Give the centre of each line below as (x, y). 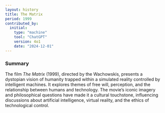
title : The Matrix (24, 14)
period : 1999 (18, 19)
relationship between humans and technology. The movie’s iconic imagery (80, 89)
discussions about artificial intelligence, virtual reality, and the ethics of (77, 100)
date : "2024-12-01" (34, 46)
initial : (18, 28)
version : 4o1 (27, 42)
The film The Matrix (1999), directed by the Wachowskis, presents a (74, 74)
